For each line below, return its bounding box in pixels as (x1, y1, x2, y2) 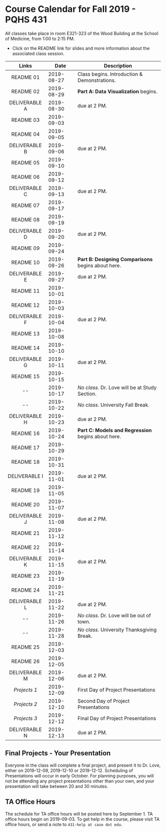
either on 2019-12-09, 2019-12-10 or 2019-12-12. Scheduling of (5, 767, 133, 774)
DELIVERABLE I (7, 472, 43, 479)
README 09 (11, 244, 40, 251)
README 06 (11, 173, 40, 180)
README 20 (11, 501, 40, 508)
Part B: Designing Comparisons (77, 256, 153, 263)
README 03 (11, 116, 40, 123)
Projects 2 (13, 700, 38, 707)
